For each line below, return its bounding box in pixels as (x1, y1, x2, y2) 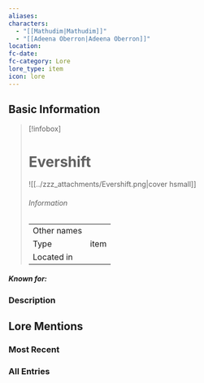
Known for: (8, 274, 47, 284)
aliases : (8, 11, 38, 20)
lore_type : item (8, 65, 63, 73)
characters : (8, 20, 49, 28)
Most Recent (8, 343, 60, 355)
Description (8, 294, 56, 306)
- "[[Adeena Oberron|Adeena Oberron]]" (15, 34, 151, 43)
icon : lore (8, 72, 46, 81)
